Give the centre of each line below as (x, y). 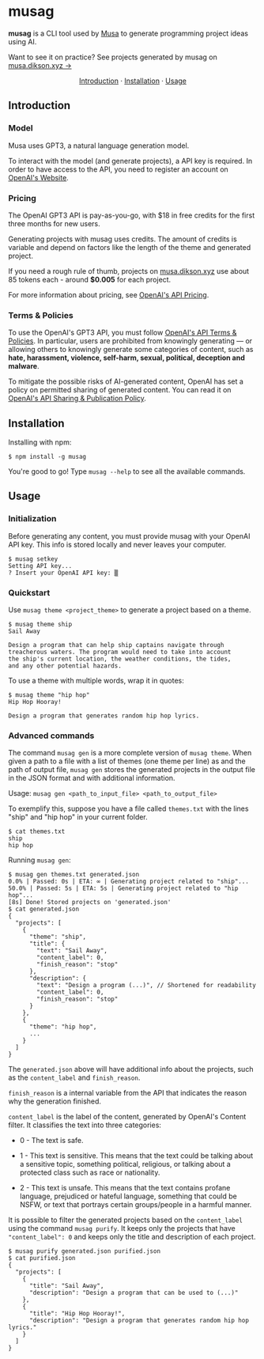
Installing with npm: (40, 442)
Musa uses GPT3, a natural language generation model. (99, 146)
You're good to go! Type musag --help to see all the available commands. (127, 471)
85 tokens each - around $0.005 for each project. (90, 279)
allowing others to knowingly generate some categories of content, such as (131, 350)
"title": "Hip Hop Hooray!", (77, 1314)
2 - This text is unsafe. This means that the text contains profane (125, 1188)
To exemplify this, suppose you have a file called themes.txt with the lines (128, 808)
